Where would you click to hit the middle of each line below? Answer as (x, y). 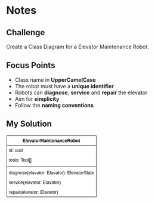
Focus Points (31, 65)
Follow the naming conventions (54, 105)
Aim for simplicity (37, 98)
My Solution (29, 124)
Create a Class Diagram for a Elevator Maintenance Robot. (77, 47)
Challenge (26, 33)
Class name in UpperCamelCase (55, 80)
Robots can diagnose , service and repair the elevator (81, 92)
